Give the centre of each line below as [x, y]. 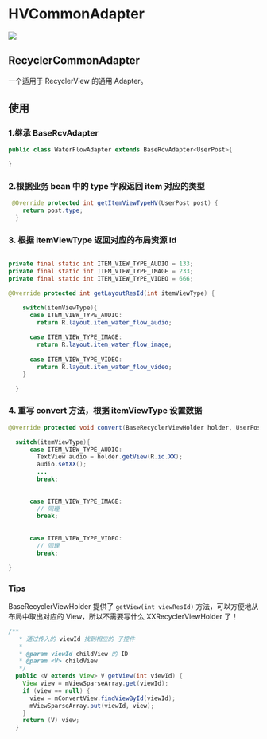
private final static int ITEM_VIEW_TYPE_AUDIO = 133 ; [101, 264]
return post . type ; [53, 211]
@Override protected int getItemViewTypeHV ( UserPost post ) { [115, 203]
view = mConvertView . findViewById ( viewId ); [103, 698]
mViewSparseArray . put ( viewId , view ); [92, 706]
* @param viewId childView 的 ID [74, 654]
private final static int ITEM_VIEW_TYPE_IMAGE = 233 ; [101, 272]
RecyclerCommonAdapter [74, 61]
